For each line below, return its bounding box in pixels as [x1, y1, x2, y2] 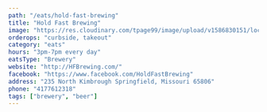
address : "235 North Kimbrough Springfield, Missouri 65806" [8, 77, 215, 85]
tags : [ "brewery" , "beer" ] [8, 92, 98, 100]
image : [8, 26, 30, 34]
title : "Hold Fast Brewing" [8, 19, 102, 27]
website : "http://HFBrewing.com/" [8, 63, 123, 71]
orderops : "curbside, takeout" [8, 33, 112, 42]
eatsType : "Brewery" [8, 56, 77, 64]
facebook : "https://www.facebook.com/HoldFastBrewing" [8, 70, 194, 78]
